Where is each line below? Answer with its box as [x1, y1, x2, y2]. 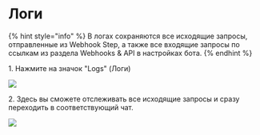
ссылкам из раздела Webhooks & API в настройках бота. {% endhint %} [8, 48, 253, 58]
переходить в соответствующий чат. [8, 102, 134, 112]
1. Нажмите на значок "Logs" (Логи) [8, 63, 131, 73]
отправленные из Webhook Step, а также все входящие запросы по [8, 39, 240, 49]
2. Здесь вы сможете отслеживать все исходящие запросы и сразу [8, 93, 240, 104]
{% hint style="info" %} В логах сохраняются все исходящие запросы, [8, 31, 248, 41]
